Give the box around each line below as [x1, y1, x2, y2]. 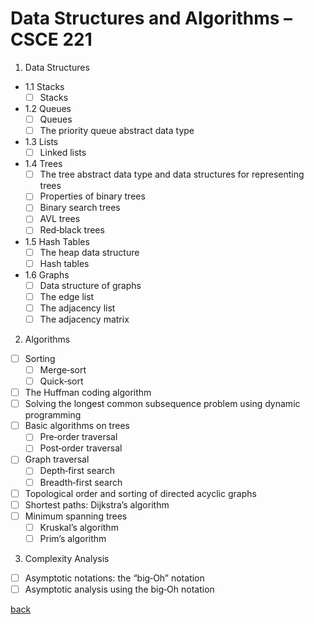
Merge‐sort [39, 363, 87, 376]
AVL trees [39, 213, 81, 225]
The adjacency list [39, 302, 116, 314]
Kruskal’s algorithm [39, 521, 119, 533]
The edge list [39, 290, 95, 302]
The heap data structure [39, 246, 140, 258]
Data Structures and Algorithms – [10, 7, 293, 30]
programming [24, 409, 82, 421]
